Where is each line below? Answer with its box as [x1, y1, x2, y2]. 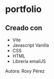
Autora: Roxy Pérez [5, 68, 45, 74]
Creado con [5, 24, 42, 32]
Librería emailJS [12, 58, 46, 64]
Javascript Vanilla [12, 42, 49, 48]
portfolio [5, 4, 42, 15]
